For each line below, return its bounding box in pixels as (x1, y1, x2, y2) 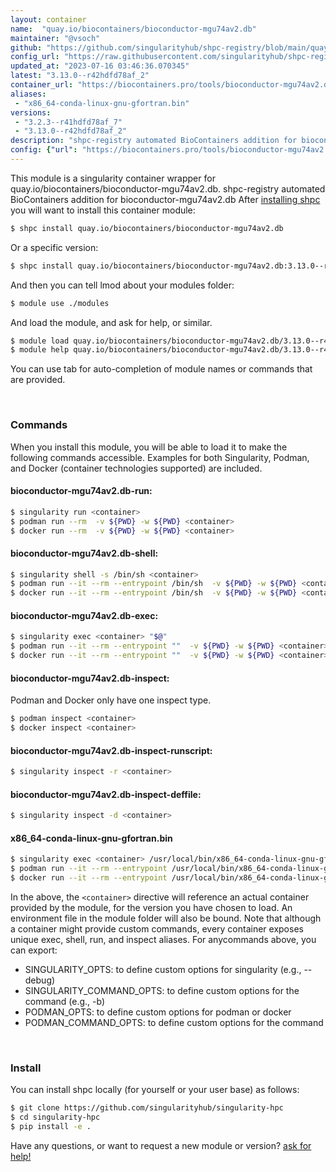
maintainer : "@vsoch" (10, 33, 101, 43)
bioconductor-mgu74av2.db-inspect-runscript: (10, 744, 213, 756)
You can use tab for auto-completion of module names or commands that (10, 363, 313, 375)
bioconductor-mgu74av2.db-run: (10, 485, 153, 497)
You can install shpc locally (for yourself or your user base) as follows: (10, 1084, 300, 1096)
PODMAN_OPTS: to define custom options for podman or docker (24, 1006, 292, 1018)
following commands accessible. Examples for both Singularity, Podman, (10, 451, 310, 463)
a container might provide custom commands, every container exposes (10, 922, 304, 935)
